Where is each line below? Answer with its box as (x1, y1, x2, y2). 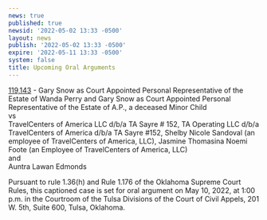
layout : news (8, 33, 52, 42)
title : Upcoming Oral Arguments (8, 64, 116, 72)
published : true (8, 19, 62, 27)
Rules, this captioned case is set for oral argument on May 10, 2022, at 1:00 (8, 185, 256, 195)
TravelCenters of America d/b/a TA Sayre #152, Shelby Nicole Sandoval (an (8, 128, 255, 137)
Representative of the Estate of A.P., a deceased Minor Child (8, 102, 207, 112)
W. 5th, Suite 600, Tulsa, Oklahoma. (8, 202, 126, 212)
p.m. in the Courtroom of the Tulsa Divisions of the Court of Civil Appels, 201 (8, 194, 260, 203)
